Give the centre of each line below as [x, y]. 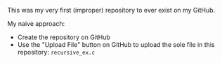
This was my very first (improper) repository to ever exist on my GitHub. [111, 10]
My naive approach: [36, 23]
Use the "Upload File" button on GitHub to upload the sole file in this [116, 44]
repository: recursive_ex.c [56, 52]
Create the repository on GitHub [64, 37]
